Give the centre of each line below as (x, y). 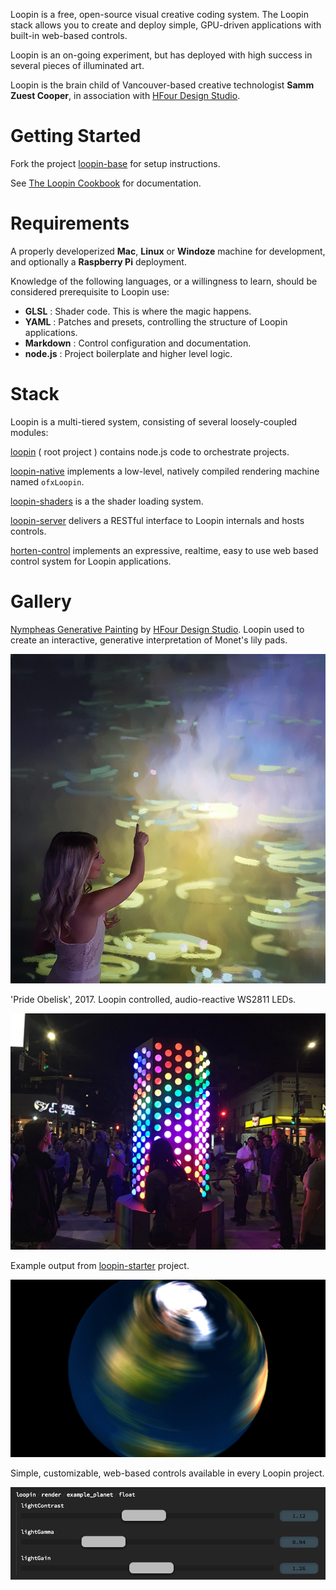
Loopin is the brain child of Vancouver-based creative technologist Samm (162, 85)
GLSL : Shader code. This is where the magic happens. (138, 311)
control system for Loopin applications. (91, 561)
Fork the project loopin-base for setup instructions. (115, 163)
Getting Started (76, 136)
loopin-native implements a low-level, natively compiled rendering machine (165, 471)
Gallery (41, 601)
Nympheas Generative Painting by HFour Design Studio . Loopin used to (157, 629)
